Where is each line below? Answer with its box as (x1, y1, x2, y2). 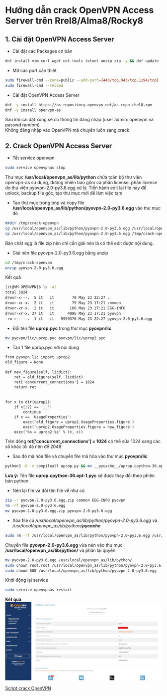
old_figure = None (5, 360, 43, 365)
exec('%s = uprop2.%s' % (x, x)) (14, 430, 83, 435)
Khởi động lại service (5, 577, 49, 583)
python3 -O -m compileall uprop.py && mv (5, 464, 92, 468)
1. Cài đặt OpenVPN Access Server (5, 35, 114, 43)
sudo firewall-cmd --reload (5, 83, 64, 88)
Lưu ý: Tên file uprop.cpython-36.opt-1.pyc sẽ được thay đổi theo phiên (5, 472, 155, 478)
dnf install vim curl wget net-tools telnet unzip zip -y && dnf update (5, 58, 159, 63)
